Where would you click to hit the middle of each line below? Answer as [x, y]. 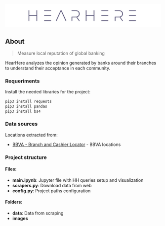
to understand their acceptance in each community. [58, 68]
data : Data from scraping [38, 213]
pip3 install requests [28, 102]
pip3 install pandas [26, 107]
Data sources [21, 124]
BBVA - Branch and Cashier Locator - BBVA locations [66, 144]
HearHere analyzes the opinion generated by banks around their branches [81, 63]
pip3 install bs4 [23, 112]
